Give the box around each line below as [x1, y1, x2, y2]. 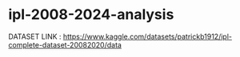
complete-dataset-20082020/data [8, 40, 122, 49]
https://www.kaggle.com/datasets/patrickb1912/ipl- [62, 32, 232, 41]
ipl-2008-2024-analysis [8, 6, 174, 24]
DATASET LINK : [8, 32, 62, 41]
